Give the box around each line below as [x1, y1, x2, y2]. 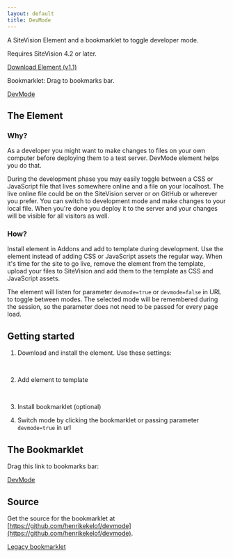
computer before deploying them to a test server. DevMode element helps [7, 154, 220, 162]
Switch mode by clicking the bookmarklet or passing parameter [17, 416, 200, 424]
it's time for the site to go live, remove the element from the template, [7, 260, 205, 268]
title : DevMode [7, 17, 51, 24]
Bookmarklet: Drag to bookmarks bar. [7, 76, 115, 84]
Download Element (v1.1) [7, 63, 77, 71]
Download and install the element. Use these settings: [17, 349, 172, 357]
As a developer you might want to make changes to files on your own [7, 147, 206, 155]
